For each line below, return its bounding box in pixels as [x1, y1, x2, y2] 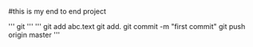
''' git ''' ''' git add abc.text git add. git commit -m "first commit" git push [8, 22, 246, 31]
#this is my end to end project [8, 7, 106, 16]
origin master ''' [8, 31, 61, 39]
